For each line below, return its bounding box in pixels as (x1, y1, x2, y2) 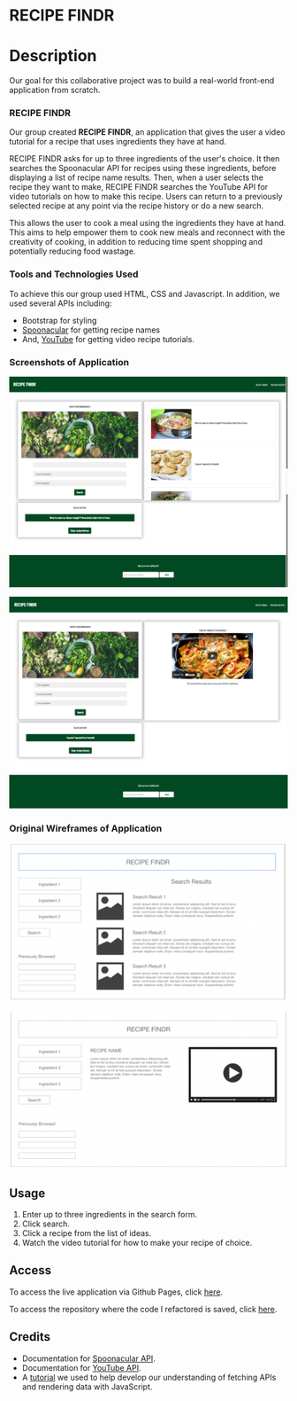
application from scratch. (9, 85, 101, 96)
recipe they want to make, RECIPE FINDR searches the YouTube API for (9, 182, 269, 192)
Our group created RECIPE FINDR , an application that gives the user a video (9, 127, 286, 137)
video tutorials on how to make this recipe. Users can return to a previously (9, 192, 283, 202)
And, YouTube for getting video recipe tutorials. (21, 333, 194, 344)
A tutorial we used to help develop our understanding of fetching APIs (21, 1372, 277, 1382)
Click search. (21, 1218, 71, 1229)
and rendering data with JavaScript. (21, 1381, 153, 1392)
